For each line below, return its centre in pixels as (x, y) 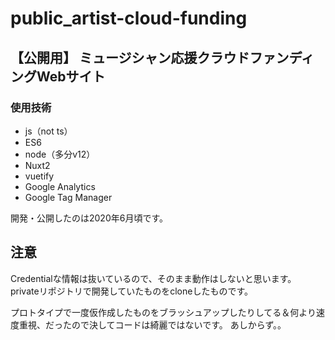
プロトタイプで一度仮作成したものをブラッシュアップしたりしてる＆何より (163, 312)
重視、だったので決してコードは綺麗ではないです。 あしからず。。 (152, 324)
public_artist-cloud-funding (129, 18)
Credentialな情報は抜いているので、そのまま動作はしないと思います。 (153, 278)
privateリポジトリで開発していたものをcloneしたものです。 (132, 291)
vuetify (39, 176)
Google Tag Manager (68, 197)
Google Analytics (60, 186)
